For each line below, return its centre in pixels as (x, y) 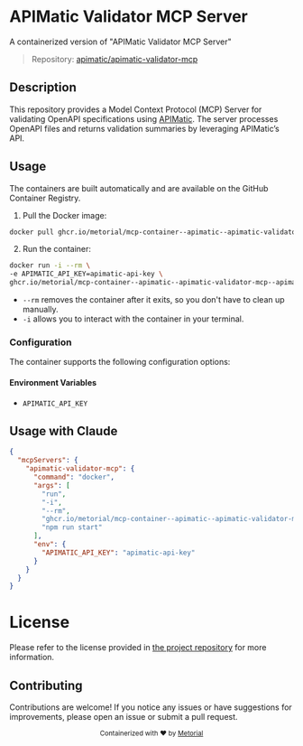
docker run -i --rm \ (50, 266)
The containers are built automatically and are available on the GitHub (139, 188)
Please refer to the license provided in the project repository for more (138, 648)
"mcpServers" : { (48, 461)
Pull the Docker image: (64, 215)
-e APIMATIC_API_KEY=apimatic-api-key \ (87, 274)
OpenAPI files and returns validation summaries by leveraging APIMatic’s (144, 128)
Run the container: (57, 249)
